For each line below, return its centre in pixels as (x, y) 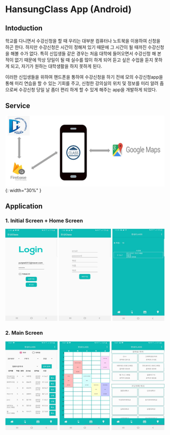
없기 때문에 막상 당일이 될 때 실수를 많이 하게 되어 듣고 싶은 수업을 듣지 (84, 60)
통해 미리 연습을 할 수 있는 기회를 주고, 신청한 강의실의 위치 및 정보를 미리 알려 (82, 83)
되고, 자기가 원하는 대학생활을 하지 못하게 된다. (56, 66)
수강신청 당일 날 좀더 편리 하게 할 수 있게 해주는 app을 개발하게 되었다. (88, 89)
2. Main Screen (24, 333)
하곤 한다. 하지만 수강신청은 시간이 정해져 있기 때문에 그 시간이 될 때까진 (76, 47)
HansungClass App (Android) (68, 9)
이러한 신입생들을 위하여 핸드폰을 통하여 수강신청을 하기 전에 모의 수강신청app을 (84, 77)
